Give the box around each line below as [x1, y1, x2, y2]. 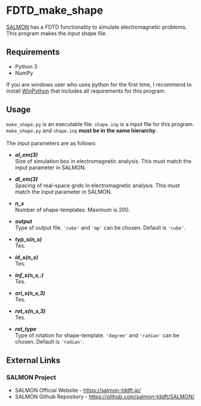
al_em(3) [14, 151, 38, 158]
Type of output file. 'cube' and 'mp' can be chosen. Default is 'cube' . [14, 224, 186, 231]
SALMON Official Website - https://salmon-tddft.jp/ [14, 387, 141, 394]
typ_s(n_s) [14, 236, 42, 243]
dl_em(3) [14, 175, 38, 182]
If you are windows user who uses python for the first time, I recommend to [6, 81, 192, 88]
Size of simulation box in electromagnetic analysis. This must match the [14, 157, 191, 164]
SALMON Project [6, 373, 56, 381]
